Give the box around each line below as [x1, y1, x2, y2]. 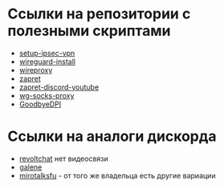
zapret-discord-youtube [18, 82, 100, 92]
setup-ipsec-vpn [18, 48, 75, 58]
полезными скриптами [7, 22, 171, 40]
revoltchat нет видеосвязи [18, 154, 109, 163]
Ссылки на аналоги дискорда [7, 127, 217, 146]
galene [18, 162, 43, 172]
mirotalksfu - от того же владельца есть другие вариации [18, 170, 216, 180]
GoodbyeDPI [18, 99, 62, 109]
